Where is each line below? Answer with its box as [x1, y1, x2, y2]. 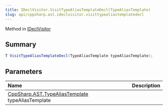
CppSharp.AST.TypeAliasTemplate [7, 90, 88, 97]
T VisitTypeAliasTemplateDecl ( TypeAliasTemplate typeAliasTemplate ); [5, 53, 153, 58]
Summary [5, 40, 36, 48]
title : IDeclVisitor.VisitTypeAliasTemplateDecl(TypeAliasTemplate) [5, 7, 151, 12]
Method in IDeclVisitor [5, 25, 51, 31]
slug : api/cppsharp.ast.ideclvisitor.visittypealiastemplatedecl [5, 12, 144, 17]
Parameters [5, 67, 42, 75]
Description [131, 82, 160, 89]
